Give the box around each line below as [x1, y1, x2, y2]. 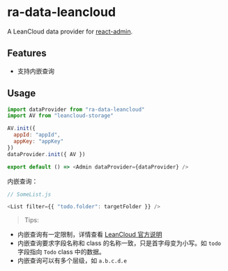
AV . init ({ [7, 125, 36, 132]
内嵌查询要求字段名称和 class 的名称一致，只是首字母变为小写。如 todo [17, 239, 222, 247]
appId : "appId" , [13, 132, 61, 139]
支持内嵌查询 [17, 67, 54, 75]
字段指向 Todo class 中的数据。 [17, 248, 106, 256]
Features [7, 47, 47, 59]
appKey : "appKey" [13, 138, 64, 145]
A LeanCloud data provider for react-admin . [7, 27, 133, 36]
